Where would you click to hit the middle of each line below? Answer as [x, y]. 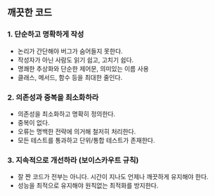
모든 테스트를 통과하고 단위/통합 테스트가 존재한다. [86, 140]
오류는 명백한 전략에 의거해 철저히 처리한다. [77, 131]
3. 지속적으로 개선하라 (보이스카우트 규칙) [73, 160]
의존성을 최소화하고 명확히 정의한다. [66, 114]
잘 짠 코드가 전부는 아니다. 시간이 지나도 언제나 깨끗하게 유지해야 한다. [113, 177]
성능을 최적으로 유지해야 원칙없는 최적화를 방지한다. [88, 185]
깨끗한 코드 [30, 13]
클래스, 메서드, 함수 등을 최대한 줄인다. [70, 77]
